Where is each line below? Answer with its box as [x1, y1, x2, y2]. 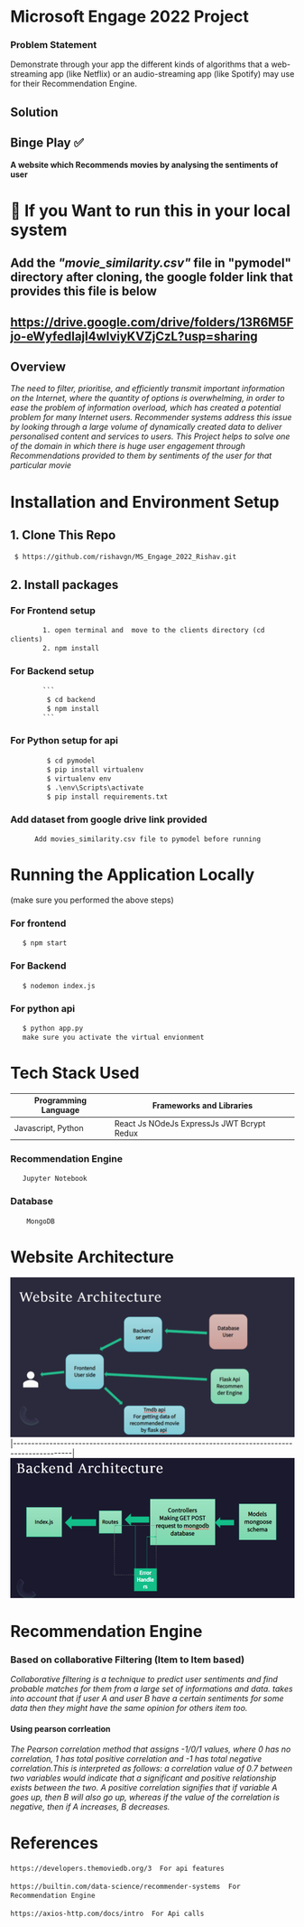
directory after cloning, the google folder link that [10, 269, 294, 285]
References [10, 1832, 98, 1853]
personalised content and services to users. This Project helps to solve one [10, 431, 290, 442]
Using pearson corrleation [10, 1724, 111, 1735]
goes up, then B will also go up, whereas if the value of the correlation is [10, 1791, 281, 1802]
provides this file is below [10, 284, 157, 299]
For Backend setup [10, 665, 95, 678]
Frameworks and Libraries [152, 1099, 253, 1110]
